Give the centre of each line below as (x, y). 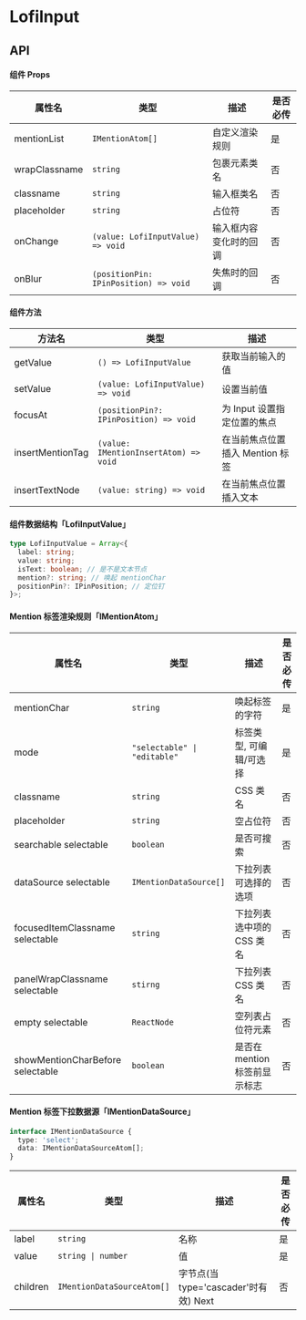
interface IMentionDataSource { (71, 1131)
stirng (146, 985)
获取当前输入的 (254, 356)
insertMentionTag (51, 452)
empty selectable (51, 1022)
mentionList (39, 139)
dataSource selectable (62, 882)
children (31, 1287)
